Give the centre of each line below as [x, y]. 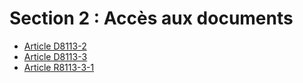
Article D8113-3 [55, 56]
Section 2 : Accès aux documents [151, 18]
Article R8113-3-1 [59, 67]
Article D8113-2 [55, 46]
